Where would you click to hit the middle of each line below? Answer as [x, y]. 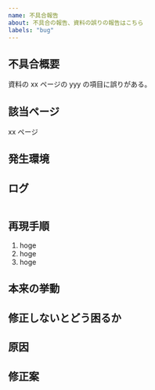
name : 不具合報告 [33, 15]
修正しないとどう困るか [65, 318]
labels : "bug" [31, 30]
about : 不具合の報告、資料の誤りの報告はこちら [76, 23]
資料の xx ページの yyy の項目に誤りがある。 [80, 84]
